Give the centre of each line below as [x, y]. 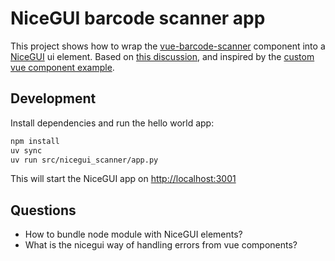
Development [53, 98]
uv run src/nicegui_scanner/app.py [84, 160]
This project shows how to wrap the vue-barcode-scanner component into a [168, 46]
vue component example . [62, 67]
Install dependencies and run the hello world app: [112, 123]
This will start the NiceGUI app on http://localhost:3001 [123, 179]
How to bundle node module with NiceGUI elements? [133, 234]
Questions [43, 210]
